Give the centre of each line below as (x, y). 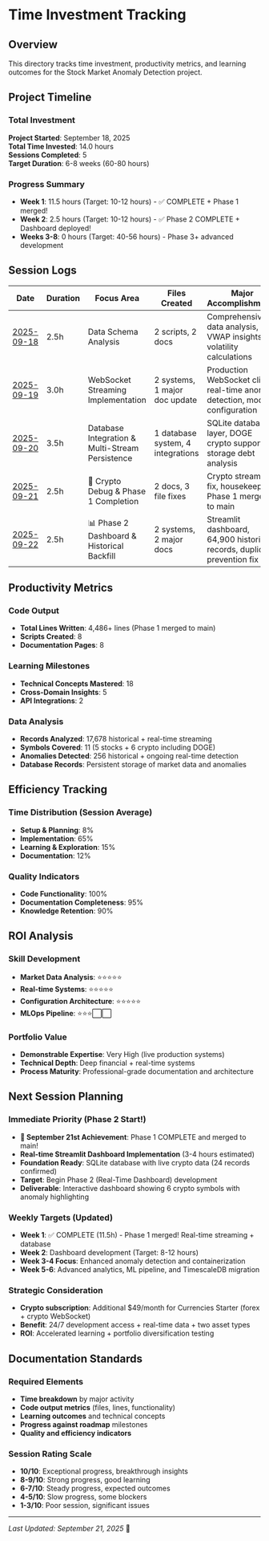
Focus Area (117, 298)
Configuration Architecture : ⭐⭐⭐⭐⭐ (80, 1001)
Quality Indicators (44, 876)
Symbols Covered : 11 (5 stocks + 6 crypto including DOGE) (118, 747)
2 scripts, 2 (176, 331)
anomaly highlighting (54, 1197)
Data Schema (113, 331)
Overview (33, 45)
